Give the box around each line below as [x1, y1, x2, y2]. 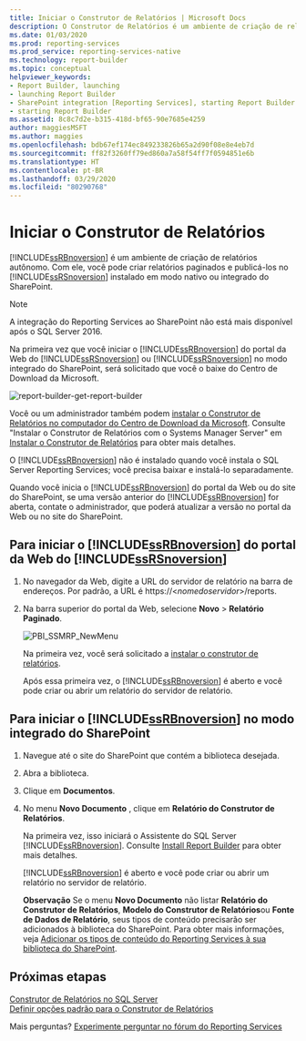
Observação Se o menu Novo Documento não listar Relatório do [22, 894, 269, 905]
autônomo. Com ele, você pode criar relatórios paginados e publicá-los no [9, 261, 289, 273]
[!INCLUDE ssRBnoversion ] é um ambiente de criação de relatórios [9, 252, 258, 263]
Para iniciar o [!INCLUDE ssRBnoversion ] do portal [9, 537, 296, 553]
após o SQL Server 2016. [9, 326, 103, 337]
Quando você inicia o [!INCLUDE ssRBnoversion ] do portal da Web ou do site [9, 482, 296, 493]
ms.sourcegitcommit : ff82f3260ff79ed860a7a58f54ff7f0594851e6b [9, 148, 255, 158]
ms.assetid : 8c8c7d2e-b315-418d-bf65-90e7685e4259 [9, 115, 206, 124]
